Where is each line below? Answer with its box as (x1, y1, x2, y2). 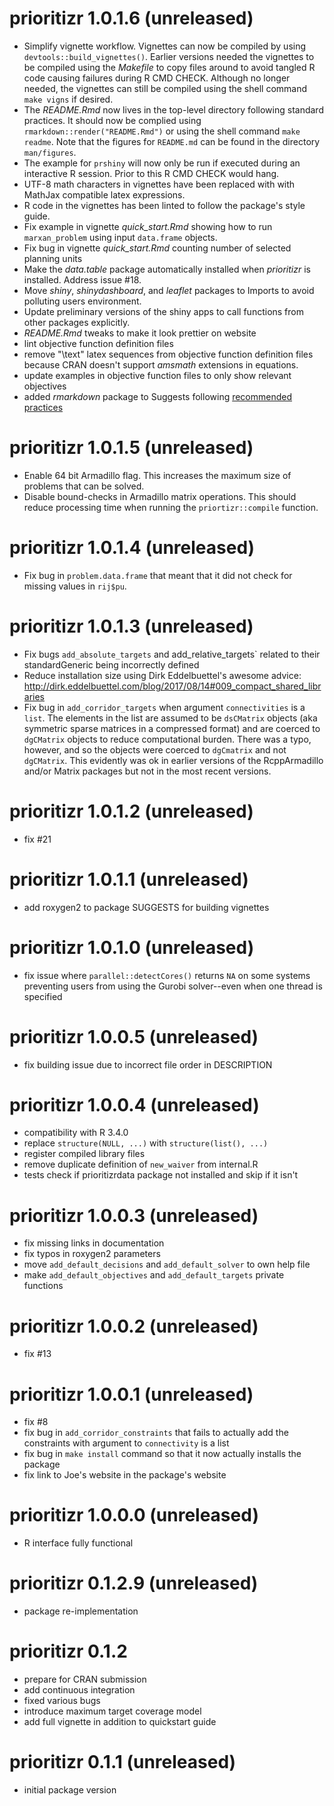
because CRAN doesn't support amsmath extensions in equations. (23, 358, 299, 371)
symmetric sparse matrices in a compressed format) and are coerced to (23, 722, 321, 734)
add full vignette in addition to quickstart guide (23, 1716, 217, 1728)
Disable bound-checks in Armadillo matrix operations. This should (23, 490, 297, 502)
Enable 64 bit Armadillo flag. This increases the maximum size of (23, 469, 292, 481)
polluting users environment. (23, 295, 142, 307)
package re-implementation (23, 1605, 139, 1617)
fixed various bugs (23, 1695, 101, 1707)
